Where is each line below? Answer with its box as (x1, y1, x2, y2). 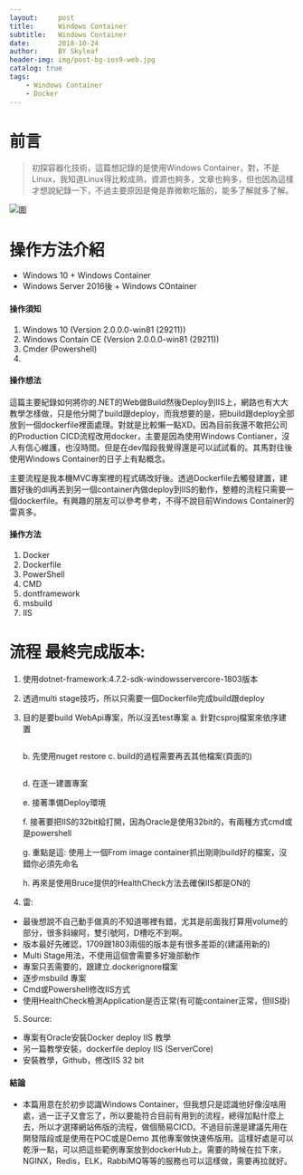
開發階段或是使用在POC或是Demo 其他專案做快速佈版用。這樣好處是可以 (22, 1133, 294, 1144)
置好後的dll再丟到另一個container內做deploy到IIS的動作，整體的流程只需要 (9, 484, 287, 495)
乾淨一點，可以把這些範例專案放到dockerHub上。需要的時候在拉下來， (22, 1144, 287, 1155)
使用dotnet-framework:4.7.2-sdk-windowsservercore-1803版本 (22, 673, 259, 684)
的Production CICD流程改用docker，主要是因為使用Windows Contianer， (9, 430, 282, 441)
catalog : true (9, 64, 63, 73)
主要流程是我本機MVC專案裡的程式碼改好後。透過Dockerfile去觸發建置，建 (9, 472, 288, 483)
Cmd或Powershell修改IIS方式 (22, 984, 131, 995)
